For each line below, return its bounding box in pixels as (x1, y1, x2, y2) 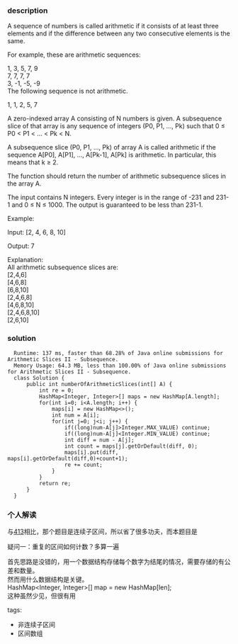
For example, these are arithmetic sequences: (7, 50, 141, 59)
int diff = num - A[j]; (64, 436, 135, 444)
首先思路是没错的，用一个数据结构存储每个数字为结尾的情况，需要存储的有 (7, 557, 225, 565)
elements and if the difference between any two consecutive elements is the (7, 29, 230, 38)
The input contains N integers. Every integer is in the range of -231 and (7, 193, 215, 202)
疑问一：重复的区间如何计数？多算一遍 (7, 542, 119, 550)
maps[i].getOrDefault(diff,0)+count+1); (7, 455, 129, 462)
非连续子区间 (17, 620, 55, 628)
